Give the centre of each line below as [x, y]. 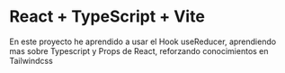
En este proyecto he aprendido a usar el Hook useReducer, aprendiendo [143, 41]
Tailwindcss [31, 60]
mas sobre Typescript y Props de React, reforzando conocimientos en [139, 50]
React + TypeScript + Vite [107, 17]
